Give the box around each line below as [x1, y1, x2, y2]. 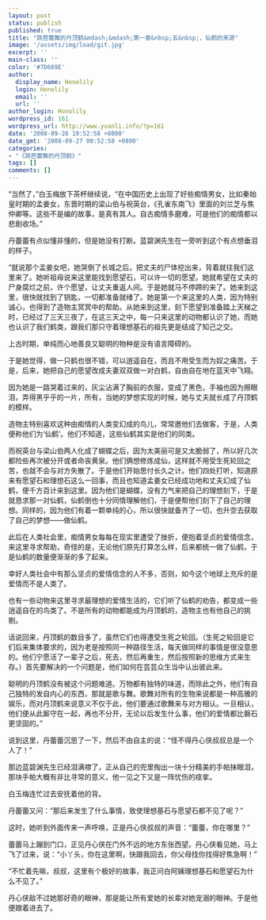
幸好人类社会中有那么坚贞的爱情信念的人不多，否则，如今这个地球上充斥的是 [8, 569, 258, 578]
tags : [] [8, 159, 37, 167]
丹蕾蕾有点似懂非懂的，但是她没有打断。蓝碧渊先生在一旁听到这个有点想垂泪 [8, 236, 258, 245]
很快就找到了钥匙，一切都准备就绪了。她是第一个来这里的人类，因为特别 [21, 293, 258, 301]
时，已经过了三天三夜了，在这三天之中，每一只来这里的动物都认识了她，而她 [8, 312, 258, 321]
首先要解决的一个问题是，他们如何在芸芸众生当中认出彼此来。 [25, 662, 227, 671]
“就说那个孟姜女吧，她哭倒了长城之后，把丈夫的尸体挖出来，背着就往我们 [8, 263, 248, 272]
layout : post [8, 11, 51, 20]
